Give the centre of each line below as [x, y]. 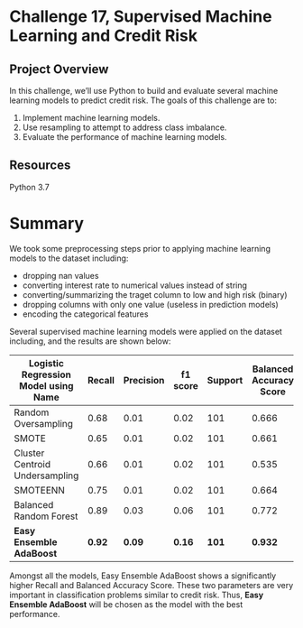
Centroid [32, 464]
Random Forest [46, 516]
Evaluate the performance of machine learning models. [124, 137]
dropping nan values [60, 275]
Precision [144, 380]
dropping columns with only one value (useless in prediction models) [151, 304]
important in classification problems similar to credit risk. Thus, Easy [137, 595]
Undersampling [46, 476]
